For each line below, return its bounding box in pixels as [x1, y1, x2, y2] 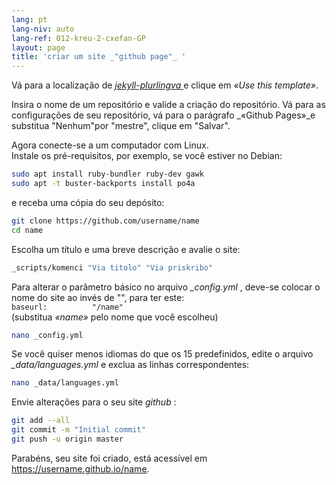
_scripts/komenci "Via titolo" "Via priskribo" [11, 262, 214, 273]
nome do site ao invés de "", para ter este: [11, 291, 185, 303]
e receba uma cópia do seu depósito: [11, 196, 165, 208]
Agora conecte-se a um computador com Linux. [11, 139, 209, 151]
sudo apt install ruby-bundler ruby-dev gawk [11, 169, 204, 180]
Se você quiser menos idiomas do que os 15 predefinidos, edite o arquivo [11, 348, 314, 360]
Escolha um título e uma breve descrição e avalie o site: [11, 243, 241, 255]
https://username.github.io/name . [11, 462, 150, 475]
